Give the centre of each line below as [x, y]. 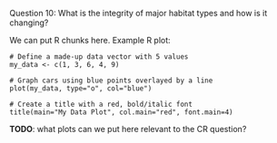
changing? [29, 23]
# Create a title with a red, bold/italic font [101, 104]
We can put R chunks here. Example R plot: [90, 40]
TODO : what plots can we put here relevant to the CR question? [128, 129]
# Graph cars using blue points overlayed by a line [111, 81]
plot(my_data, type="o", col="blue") [81, 89]
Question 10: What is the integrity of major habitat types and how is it [138, 13]
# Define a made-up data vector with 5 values [99, 57]
